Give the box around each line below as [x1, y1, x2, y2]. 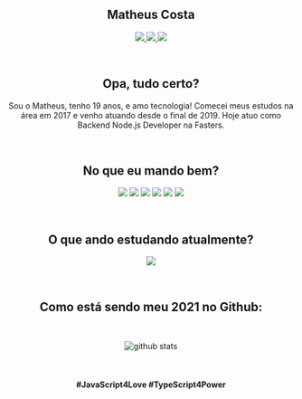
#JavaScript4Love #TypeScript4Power [75, 379, 227, 390]
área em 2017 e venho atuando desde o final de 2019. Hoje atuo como [20, 109, 282, 120]
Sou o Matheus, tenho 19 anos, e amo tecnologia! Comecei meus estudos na [8, 100, 294, 111]
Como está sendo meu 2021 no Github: [39, 299, 263, 315]
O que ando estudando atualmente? [48, 232, 254, 247]
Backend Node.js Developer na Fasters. [77, 119, 225, 130]
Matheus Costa [107, 7, 195, 23]
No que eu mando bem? [82, 163, 220, 179]
